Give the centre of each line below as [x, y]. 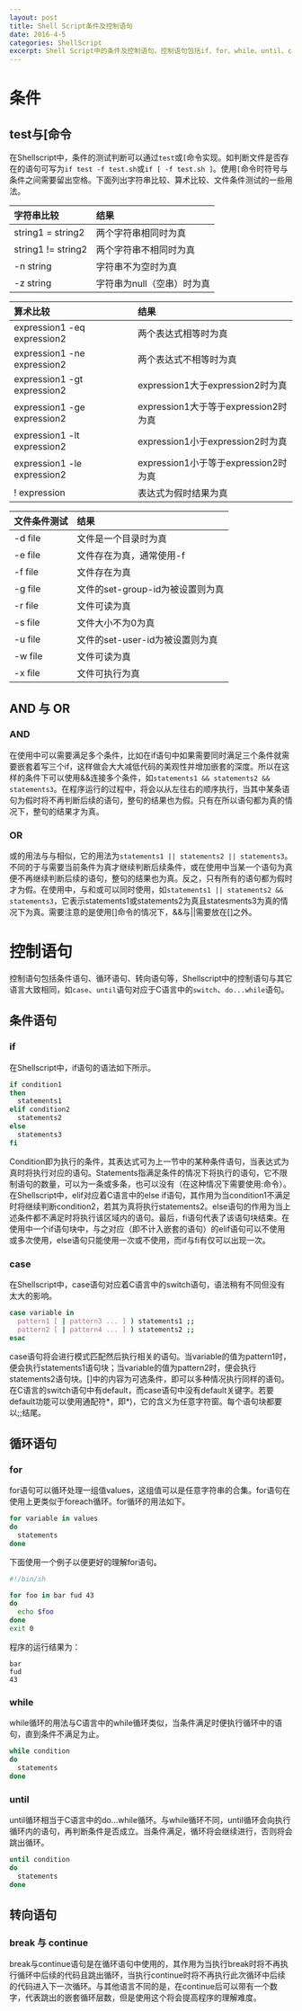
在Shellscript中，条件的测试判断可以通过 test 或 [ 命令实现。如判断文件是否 [145, 157]
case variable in [42, 1313]
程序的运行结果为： [45, 1647]
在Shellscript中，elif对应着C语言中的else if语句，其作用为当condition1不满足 [150, 1195]
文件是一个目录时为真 [122, 538]
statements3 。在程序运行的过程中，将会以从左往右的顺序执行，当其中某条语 [150, 788]
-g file [27, 589]
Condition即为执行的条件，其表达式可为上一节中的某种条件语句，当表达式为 [149, 1161]
